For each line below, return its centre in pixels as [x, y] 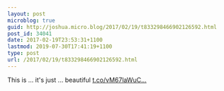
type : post [23, 54]
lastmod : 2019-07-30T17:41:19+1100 [60, 47]
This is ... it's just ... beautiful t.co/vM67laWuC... [77, 80]
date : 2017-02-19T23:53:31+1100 [55, 40]
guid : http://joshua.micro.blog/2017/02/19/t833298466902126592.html [112, 27]
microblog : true [31, 20]
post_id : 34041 [30, 34]
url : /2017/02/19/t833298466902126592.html [73, 60]
